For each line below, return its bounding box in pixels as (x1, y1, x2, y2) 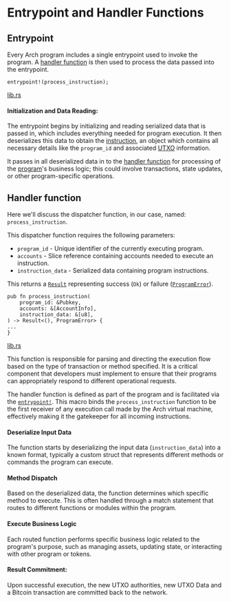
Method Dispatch (7, 474, 58, 482)
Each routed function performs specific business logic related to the (7, 535, 200, 543)
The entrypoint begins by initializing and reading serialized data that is (7, 122, 206, 130)
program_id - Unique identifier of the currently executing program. (16, 244, 204, 253)
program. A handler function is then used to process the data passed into (7, 58, 214, 66)
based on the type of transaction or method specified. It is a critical (7, 362, 198, 371)
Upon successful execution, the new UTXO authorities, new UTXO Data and (7, 581, 222, 589)
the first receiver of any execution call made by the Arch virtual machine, (7, 405, 213, 414)
